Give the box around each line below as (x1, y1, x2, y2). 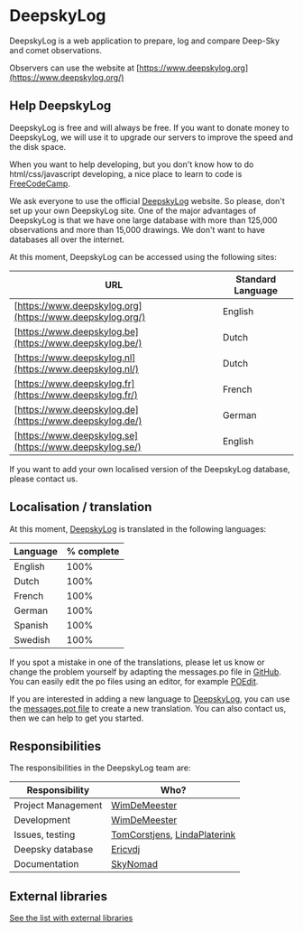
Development (14, 814, 70, 826)
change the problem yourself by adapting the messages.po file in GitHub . (9, 666, 282, 677)
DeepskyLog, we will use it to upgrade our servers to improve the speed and (9, 132, 294, 143)
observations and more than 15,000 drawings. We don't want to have (9, 224, 266, 235)
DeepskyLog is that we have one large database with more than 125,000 (9, 214, 278, 226)
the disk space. (9, 141, 67, 152)
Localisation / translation (9, 499, 152, 515)
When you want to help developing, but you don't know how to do (9, 159, 254, 170)
